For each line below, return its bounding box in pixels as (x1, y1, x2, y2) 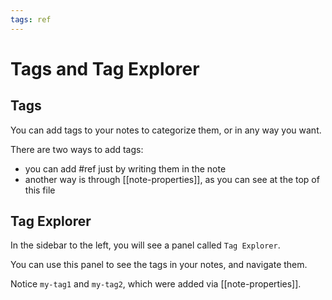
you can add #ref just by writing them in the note (24, 162, 227, 175)
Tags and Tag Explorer (10, 57, 200, 80)
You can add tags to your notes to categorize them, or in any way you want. (10, 124, 322, 136)
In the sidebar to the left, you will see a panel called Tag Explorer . (10, 239, 281, 251)
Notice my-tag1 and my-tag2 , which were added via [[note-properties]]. (10, 278, 302, 290)
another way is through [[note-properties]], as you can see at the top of (24, 173, 320, 185)
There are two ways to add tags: (10, 143, 144, 155)
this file (24, 184, 56, 196)
